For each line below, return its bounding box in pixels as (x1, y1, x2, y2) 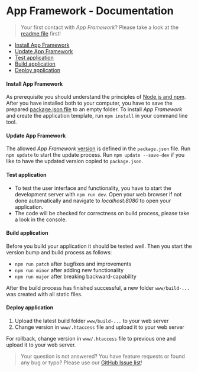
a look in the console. (14, 216, 67, 223)
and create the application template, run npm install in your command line (6, 112, 188, 119)
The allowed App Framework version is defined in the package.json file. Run (6, 145, 191, 152)
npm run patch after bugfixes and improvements (14, 260, 132, 267)
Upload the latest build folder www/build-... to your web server (14, 317, 169, 324)
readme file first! (20, 30, 61, 37)
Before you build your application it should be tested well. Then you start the (6, 242, 192, 250)
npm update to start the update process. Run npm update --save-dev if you (6, 151, 185, 158)
